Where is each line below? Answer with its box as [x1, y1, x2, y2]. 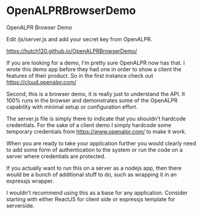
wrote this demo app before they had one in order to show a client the [6, 65, 181, 73]
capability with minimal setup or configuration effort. [6, 103, 138, 110]
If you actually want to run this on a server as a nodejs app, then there [6, 164, 182, 171]
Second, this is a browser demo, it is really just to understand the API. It [6, 90, 186, 97]
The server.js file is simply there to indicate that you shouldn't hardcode [6, 115, 186, 122]
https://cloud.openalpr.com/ [6, 78, 77, 86]
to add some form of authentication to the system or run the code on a [6, 146, 183, 153]
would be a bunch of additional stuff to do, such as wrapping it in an [6, 171, 177, 178]
